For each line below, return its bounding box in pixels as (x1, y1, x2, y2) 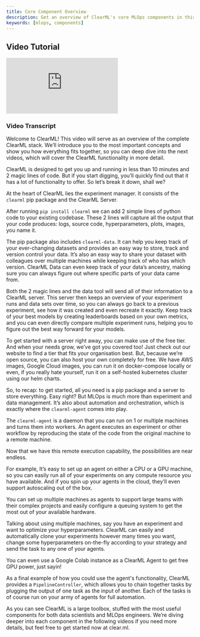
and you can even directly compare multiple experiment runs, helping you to (6, 319, 193, 327)
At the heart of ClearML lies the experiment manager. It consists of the (6, 190, 179, 197)
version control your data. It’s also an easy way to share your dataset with (6, 251, 187, 258)
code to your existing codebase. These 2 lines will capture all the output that (6, 214, 194, 221)
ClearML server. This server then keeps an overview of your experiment (6, 294, 183, 301)
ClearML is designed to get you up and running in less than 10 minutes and (6, 166, 189, 173)
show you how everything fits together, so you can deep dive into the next (6, 148, 188, 155)
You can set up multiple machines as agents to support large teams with (6, 496, 183, 503)
